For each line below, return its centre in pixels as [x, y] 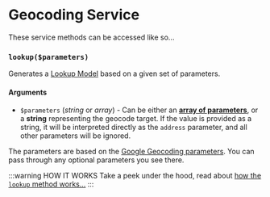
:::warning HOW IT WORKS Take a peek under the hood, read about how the [135, 176]
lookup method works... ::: [51, 184]
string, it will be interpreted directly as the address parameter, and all [133, 128]
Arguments [28, 92]
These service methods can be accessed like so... [91, 37]
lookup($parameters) [49, 57]
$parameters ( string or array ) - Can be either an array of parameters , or [139, 110]
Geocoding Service [74, 15]
